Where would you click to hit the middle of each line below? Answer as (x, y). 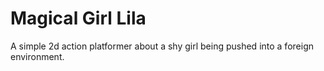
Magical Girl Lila (78, 18)
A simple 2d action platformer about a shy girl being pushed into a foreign (162, 46)
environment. (37, 56)
